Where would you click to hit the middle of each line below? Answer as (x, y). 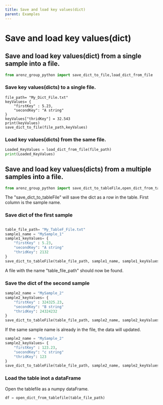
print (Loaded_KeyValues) (30, 154)
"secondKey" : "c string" (39, 352)
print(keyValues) (23, 123)
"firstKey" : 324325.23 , (39, 302)
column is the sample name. (33, 202)
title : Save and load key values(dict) (45, 9)
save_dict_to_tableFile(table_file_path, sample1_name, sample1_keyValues (82, 261)
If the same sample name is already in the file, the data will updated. (73, 330)
